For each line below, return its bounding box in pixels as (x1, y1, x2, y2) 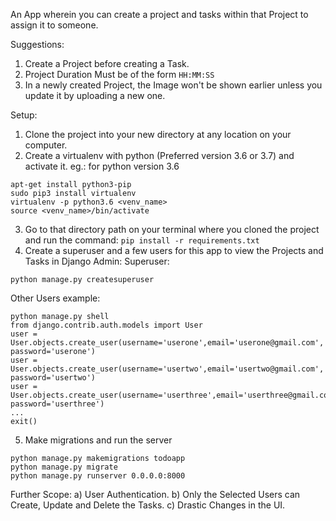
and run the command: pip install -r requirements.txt (24, 234, 260, 246)
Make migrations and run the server (24, 434, 173, 446)
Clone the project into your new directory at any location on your (24, 129, 292, 140)
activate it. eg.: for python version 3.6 (24, 160, 180, 172)
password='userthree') (10, 399, 105, 409)
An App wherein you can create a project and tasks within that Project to (10, 9, 309, 20)
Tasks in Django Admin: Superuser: (24, 255, 170, 267)
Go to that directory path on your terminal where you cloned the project (24, 224, 320, 235)
